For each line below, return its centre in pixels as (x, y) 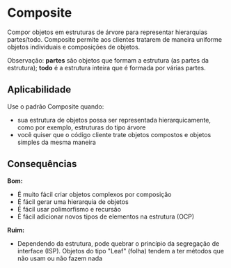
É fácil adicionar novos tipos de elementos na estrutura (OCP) (106, 216)
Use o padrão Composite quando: (56, 107)
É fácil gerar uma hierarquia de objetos (73, 202)
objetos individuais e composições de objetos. (74, 47)
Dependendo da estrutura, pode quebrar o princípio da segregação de (118, 243)
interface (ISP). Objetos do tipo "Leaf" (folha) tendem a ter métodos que (121, 251)
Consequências (42, 164)
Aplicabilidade (39, 89)
